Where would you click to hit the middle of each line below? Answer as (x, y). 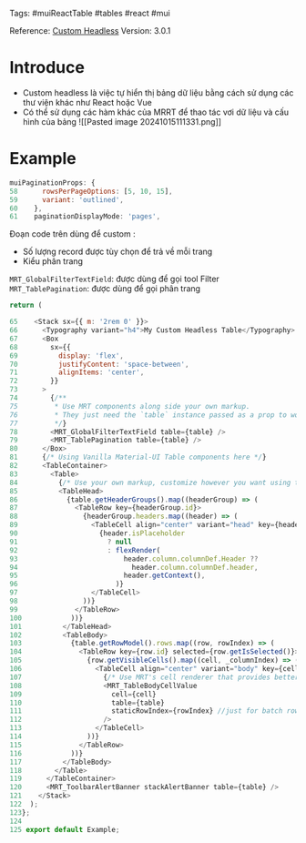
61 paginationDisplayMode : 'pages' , (85, 217)
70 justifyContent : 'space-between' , (99, 364)
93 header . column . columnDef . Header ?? (134, 559)
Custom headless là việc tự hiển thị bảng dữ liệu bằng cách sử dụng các (158, 92)
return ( (26, 305)
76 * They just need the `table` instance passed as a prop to (148, 415)
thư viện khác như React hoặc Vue (87, 102)
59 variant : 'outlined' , (67, 199)
